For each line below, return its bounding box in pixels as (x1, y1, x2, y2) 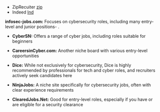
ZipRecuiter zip (12, 4, 43, 10)
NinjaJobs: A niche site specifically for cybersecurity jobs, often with (12, 82, 151, 88)
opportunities (12, 53, 39, 59)
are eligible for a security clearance (12, 102, 84, 107)
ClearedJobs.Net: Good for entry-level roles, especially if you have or (12, 96, 153, 102)
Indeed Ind (12, 9, 34, 15)
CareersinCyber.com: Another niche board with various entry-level (12, 48, 148, 53)
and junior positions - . (15, 24, 60, 30)
